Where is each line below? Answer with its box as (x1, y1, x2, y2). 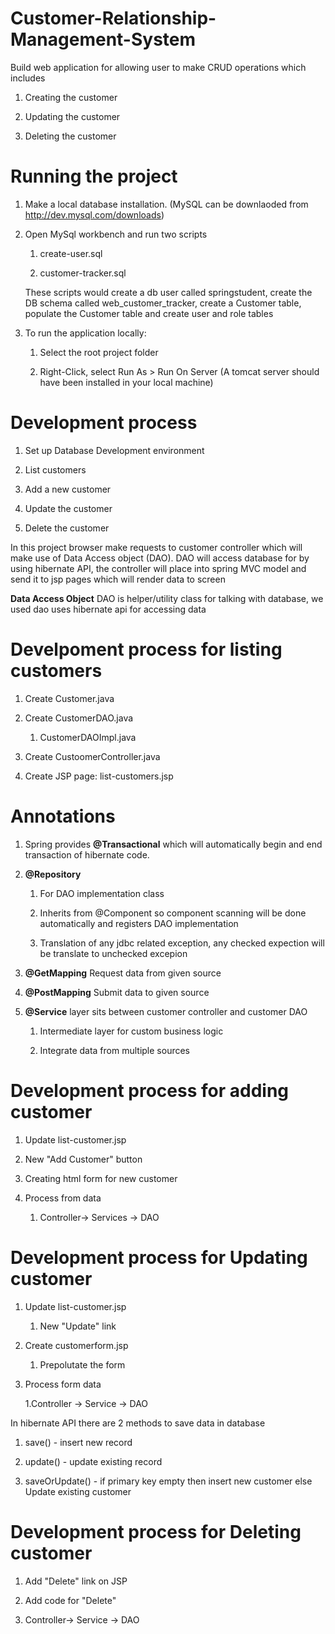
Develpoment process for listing (10, 638, 283, 661)
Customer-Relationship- (10, 7, 217, 30)
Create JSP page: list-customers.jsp (24, 770, 174, 782)
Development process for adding (10, 1079, 290, 1102)
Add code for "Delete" (24, 1594, 117, 1606)
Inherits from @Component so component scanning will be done (39, 907, 307, 919)
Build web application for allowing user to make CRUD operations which (10, 61, 307, 73)
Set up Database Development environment (24, 444, 205, 456)
